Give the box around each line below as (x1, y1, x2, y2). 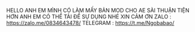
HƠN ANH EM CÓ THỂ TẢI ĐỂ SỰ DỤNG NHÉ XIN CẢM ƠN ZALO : (6, 13, 171, 20)
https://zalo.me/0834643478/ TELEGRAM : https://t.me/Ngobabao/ (6, 20, 174, 26)
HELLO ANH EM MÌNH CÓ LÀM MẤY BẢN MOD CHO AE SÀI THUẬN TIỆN (6, 7, 190, 14)
